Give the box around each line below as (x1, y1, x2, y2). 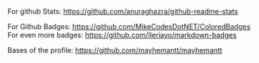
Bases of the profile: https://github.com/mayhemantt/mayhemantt (7, 46, 223, 54)
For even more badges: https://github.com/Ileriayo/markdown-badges (7, 31, 238, 39)
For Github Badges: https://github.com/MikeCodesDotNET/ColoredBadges (7, 22, 251, 31)
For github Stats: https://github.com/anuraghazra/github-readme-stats (7, 7, 238, 16)
